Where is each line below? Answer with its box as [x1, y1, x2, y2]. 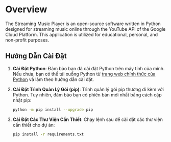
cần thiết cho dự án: [12, 121, 55, 128]
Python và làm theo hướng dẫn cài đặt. [12, 76, 94, 83]
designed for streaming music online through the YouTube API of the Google [5, 26, 166, 32]
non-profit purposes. [5, 37, 50, 43]
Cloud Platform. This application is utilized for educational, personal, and [5, 31, 158, 37]
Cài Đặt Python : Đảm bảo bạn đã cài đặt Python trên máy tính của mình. [12, 65, 165, 71]
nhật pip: [12, 97, 32, 103]
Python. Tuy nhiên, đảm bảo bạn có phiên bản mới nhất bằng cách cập [12, 91, 162, 98]
